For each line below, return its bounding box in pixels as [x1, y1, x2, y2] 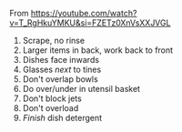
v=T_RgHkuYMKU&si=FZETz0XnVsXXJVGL [9, 17, 171, 28]
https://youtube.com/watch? [30, 8, 137, 18]
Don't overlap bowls [22, 74, 98, 85]
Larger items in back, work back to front [22, 45, 174, 56]
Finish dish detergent [22, 113, 103, 123]
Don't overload [22, 103, 79, 113]
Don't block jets [22, 93, 82, 104]
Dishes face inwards [22, 55, 100, 65]
